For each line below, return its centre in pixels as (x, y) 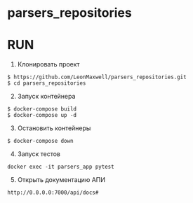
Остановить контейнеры (54, 128)
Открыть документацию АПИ (61, 180)
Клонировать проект (48, 64)
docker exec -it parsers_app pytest (61, 167)
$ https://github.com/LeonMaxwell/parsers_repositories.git (97, 77)
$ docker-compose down (40, 141)
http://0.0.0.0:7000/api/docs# (53, 193)
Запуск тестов (39, 154)
